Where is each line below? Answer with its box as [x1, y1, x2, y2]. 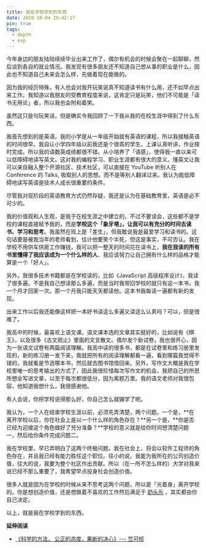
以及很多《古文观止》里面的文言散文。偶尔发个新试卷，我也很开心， [19, 336, 192, 343]
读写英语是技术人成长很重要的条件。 [17, 179, 109, 186]
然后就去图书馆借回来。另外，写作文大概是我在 [75, 359, 194, 366]
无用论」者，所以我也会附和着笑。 [11, 99, 98, 106]
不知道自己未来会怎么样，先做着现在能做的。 [17, 71, 130, 77]
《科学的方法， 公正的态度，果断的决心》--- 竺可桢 [15, 535, 144, 542]
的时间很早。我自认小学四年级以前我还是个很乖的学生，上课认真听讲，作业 [6, 141, 194, 147]
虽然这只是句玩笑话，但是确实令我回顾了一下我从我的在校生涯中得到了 [6, 112, 184, 119]
